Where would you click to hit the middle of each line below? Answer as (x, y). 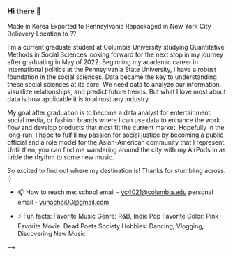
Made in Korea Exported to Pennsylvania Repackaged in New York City (109, 27)
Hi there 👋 (24, 11)
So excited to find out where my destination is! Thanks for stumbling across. (116, 171)
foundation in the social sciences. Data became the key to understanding (112, 77)
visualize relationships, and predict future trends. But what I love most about (116, 92)
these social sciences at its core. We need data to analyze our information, (114, 85)
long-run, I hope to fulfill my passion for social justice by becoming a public (115, 135)
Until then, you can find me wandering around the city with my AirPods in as (116, 150)
